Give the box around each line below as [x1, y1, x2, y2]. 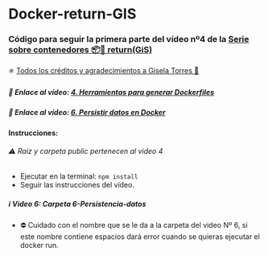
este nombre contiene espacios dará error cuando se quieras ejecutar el [19, 232, 260, 242]
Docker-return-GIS [8, 5, 137, 23]
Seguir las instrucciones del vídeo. [19, 180, 135, 190]
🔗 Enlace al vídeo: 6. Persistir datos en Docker [8, 108, 167, 118]
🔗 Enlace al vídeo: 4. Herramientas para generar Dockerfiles [8, 88, 215, 97]
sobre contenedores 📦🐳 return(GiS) [8, 44, 153, 56]
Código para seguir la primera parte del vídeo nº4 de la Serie [8, 34, 249, 45]
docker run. [19, 241, 59, 250]
